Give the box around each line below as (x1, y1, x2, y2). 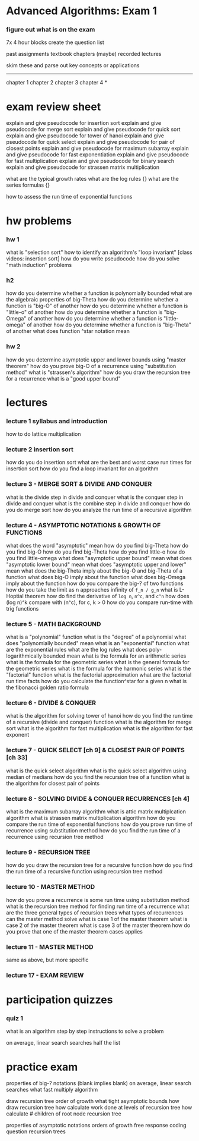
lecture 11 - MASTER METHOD (6, 942, 94, 951)
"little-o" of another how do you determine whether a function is (6, 309, 163, 316)
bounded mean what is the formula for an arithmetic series (43, 652, 187, 659)
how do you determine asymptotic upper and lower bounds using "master (6, 356, 187, 363)
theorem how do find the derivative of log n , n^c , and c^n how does (24, 592, 190, 599)
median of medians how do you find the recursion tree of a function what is (6, 773, 190, 780)
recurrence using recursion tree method (6, 834, 104, 841)
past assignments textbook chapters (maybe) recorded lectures (6, 51, 162, 58)
